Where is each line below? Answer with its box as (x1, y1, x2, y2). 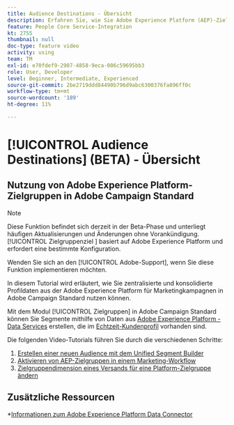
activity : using (7, 49, 54, 56)
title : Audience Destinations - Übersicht (7, 10, 132, 17)
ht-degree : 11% (7, 101, 52, 108)
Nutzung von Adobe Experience (7, 179, 148, 192)
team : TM (7, 56, 33, 63)
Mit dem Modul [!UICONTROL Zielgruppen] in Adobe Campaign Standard (7, 307, 217, 316)
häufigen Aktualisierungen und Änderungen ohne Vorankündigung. (7, 229, 200, 238)
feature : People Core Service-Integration (7, 23, 132, 30)
